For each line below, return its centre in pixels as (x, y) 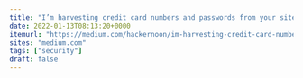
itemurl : (26, 34)
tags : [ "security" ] (46, 51)
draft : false (34, 59)
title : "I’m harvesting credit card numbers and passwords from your (143, 17)
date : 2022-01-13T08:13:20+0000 (70, 26)
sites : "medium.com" (48, 43)
